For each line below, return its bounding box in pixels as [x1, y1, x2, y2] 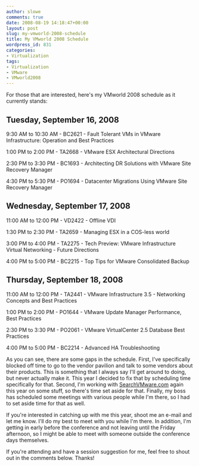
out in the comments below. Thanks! [6, 454, 95, 461]
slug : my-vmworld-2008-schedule [6, 31, 86, 37]
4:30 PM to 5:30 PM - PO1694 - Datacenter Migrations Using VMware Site [6, 177, 188, 185]
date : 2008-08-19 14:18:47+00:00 [6, 20, 89, 26]
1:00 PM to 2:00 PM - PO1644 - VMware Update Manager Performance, [6, 308, 182, 315]
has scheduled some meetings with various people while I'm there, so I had [6, 393, 190, 401]
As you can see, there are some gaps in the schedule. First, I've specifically [6, 356, 191, 363]
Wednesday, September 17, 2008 [6, 201, 131, 211]
